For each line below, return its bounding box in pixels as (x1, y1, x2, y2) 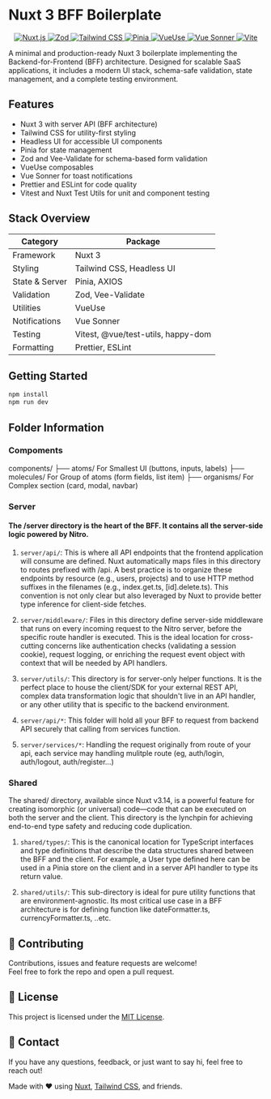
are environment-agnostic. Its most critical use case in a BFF (19, 896, 222, 906)
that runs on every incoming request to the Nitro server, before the (19, 623, 243, 633)
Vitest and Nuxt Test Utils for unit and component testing (19, 188, 210, 198)
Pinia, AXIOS (74, 276, 123, 287)
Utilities (12, 302, 41, 313)
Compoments (8, 444, 63, 456)
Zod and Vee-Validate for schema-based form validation (19, 153, 208, 163)
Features (8, 97, 54, 111)
